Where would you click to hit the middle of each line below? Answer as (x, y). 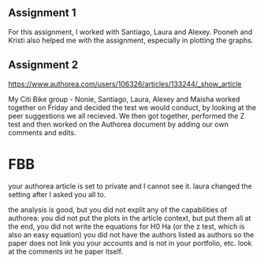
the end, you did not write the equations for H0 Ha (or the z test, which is (126, 226)
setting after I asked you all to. (57, 194)
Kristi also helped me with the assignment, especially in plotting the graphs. (131, 40)
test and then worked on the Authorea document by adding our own (118, 124)
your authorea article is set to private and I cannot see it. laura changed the (130, 186)
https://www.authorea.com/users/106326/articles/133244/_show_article (125, 84)
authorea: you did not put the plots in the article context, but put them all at (130, 218)
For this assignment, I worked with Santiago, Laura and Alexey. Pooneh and (130, 31)
